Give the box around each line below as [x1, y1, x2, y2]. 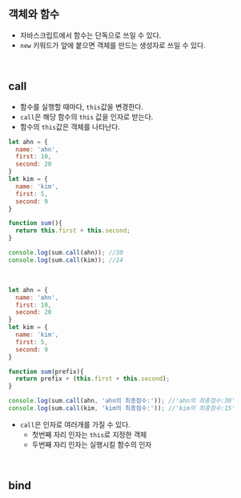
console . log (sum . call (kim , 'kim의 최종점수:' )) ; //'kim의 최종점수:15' [8, 404, 236, 412]
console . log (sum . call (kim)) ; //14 [8, 255, 124, 264]
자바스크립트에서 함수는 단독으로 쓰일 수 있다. [19, 30, 162, 40]
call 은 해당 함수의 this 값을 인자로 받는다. [19, 111, 154, 122]
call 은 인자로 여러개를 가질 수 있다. [19, 420, 131, 429]
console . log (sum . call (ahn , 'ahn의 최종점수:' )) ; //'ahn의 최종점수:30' [8, 397, 236, 405]
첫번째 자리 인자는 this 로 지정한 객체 [31, 429, 147, 439]
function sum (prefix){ [8, 367, 84, 376]
